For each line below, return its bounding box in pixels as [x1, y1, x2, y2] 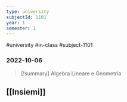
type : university [6, 8, 49, 15]
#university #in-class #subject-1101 [6, 42, 93, 49]
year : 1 [6, 20, 26, 26]
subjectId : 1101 [6, 14, 47, 20]
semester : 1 [6, 25, 36, 31]
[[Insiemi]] [6, 87, 46, 97]
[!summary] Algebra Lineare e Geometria [20, 69, 122, 77]
